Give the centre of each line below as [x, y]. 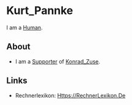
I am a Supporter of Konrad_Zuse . [58, 61]
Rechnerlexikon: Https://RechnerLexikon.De [70, 95]
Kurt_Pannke [40, 11]
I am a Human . [24, 27]
